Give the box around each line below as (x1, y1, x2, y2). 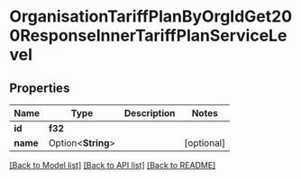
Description (123, 107, 176, 119)
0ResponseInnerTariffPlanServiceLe (9, 25, 287, 46)
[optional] (184, 137, 226, 149)
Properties (9, 80, 70, 95)
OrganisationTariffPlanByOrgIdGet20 (9, 6, 293, 27)
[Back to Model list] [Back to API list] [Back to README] (9, 160, 216, 170)
